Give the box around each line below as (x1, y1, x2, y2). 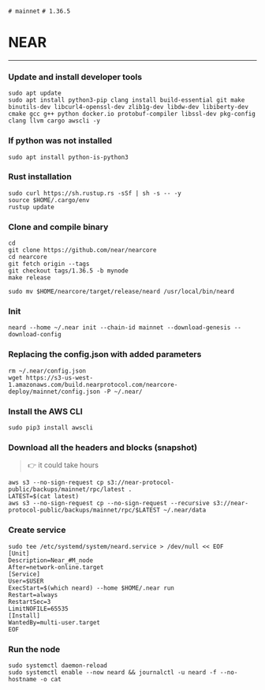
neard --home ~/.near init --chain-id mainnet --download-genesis (8, 324, 231, 332)
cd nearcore (8, 253, 47, 261)
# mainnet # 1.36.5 (8, 7, 71, 15)
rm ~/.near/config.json (8, 366, 87, 375)
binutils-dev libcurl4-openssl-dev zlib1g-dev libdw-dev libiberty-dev (8, 103, 248, 111)
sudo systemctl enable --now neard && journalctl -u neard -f (8, 668, 217, 677)
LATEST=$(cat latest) (8, 493, 80, 501)
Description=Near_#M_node (8, 556, 93, 564)
